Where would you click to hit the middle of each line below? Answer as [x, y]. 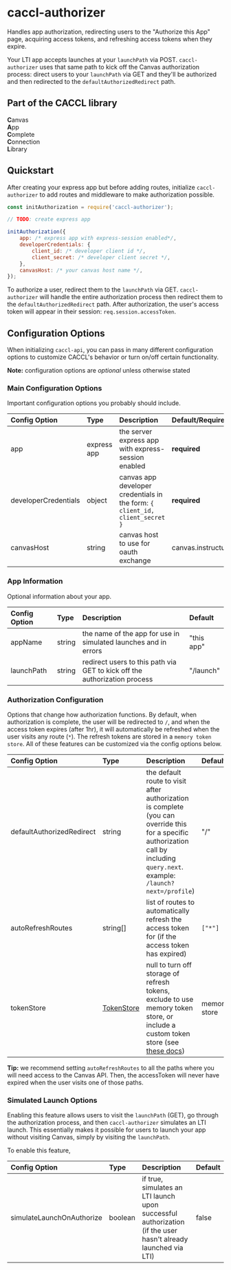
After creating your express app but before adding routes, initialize [101, 187]
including [161, 859]
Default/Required [200, 420]
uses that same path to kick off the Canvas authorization [120, 67]
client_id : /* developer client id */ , [89, 251]
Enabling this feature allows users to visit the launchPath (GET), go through [113, 1115]
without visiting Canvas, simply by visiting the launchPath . [89, 1137]
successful [159, 1214]
